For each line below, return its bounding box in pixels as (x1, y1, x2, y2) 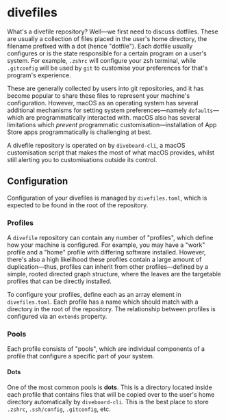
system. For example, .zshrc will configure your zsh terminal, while (7, 56, 197, 64)
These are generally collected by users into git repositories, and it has (7, 84, 204, 92)
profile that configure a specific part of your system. (7, 352, 155, 360)
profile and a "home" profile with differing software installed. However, (7, 248, 206, 257)
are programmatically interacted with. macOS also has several (25, 113, 201, 121)
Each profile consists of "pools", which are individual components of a (7, 345, 205, 353)
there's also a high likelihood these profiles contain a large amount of (7, 255, 202, 264)
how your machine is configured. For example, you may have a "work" (7, 241, 205, 249)
